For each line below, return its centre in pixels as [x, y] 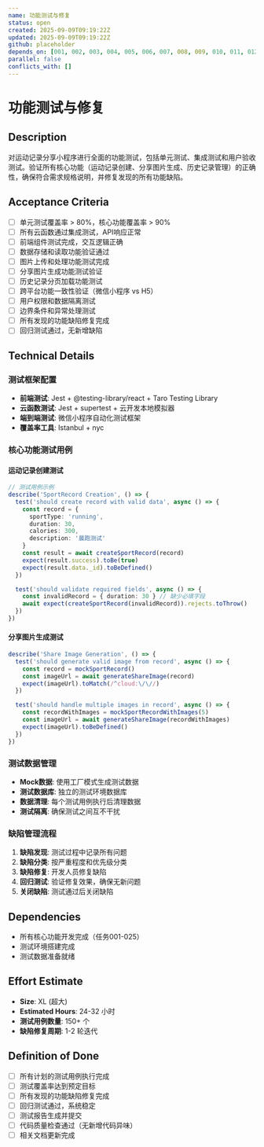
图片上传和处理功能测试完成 [64, 261]
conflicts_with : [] [40, 67]
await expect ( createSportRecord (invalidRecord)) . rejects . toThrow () [135, 604]
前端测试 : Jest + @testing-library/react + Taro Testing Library [119, 398]
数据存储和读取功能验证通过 [64, 252]
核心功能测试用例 [40, 450]
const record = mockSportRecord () [79, 669]
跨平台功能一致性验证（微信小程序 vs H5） [88, 291]
